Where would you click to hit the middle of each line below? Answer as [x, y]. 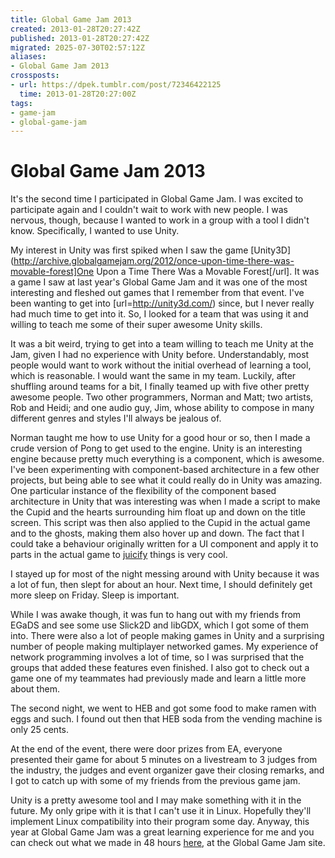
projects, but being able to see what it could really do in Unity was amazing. [166, 480]
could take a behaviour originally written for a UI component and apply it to [164, 544]
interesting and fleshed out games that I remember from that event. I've [157, 293]
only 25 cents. [40, 730]
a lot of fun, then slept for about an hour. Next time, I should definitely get [161, 585]
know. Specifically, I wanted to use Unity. [95, 231]
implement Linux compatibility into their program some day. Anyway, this [160, 822]
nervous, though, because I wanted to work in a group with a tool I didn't [160, 220]
